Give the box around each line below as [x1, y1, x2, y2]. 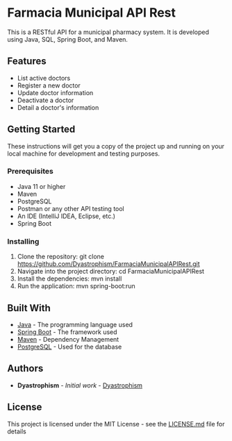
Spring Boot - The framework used [17, 328, 117, 336]
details [7, 427, 26, 435]
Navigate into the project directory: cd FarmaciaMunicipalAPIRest [17, 267, 205, 276]
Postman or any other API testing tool [17, 204, 125, 213]
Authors [7, 363, 44, 374]
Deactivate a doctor [17, 96, 74, 104]
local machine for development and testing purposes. [7, 149, 160, 158]
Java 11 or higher [17, 182, 66, 190]
